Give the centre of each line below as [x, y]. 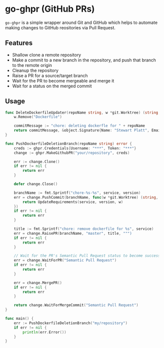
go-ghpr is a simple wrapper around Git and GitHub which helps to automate [81, 22]
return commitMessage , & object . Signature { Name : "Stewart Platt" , [82, 130]
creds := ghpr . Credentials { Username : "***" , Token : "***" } [75, 148]
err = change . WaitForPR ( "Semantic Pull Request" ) [65, 260]
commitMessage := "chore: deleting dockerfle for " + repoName [80, 126]
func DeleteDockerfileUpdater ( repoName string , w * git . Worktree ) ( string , [83, 113]
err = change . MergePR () [38, 283]
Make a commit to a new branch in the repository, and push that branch [84, 60]
